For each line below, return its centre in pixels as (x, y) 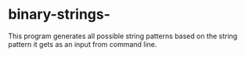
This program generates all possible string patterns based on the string (123, 36)
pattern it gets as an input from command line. (83, 44)
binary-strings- (59, 14)
